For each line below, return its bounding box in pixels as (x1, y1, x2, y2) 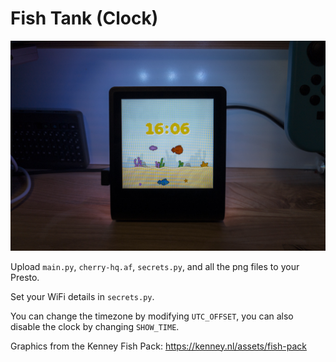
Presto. (10, 271, 40, 283)
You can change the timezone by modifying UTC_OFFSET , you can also (10, 310, 294, 322)
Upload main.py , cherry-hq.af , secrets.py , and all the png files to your (10, 260, 300, 272)
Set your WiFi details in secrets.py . (10, 290, 155, 302)
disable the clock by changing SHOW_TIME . (10, 320, 180, 332)
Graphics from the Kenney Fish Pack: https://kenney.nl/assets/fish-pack (10, 340, 307, 352)
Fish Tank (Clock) (10, 7, 159, 30)
